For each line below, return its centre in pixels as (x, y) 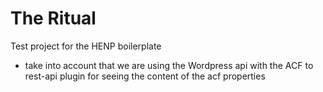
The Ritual (53, 18)
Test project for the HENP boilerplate (86, 46)
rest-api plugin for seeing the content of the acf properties (145, 76)
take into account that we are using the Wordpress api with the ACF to (169, 65)
